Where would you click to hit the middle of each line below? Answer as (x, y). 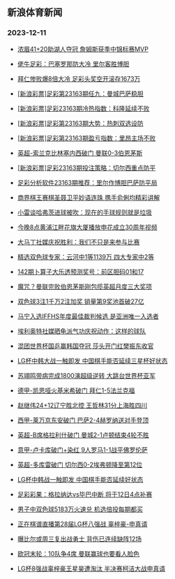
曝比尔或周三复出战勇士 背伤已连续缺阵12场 (79, 538)
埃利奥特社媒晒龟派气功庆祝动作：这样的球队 (82, 331)
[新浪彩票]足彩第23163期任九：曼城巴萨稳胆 (81, 94)
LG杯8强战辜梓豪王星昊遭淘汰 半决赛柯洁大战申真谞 (91, 569)
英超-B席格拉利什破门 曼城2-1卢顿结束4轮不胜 (83, 434)
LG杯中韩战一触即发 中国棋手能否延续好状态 (80, 479)
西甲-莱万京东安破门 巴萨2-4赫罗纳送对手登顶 (83, 420)
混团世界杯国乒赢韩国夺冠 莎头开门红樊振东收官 (85, 346)
